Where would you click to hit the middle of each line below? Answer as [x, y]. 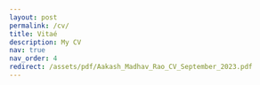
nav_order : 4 [33, 58]
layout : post [33, 17]
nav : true [28, 50]
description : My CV [45, 42]
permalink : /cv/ [39, 26]
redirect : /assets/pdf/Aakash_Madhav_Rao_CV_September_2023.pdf [131, 67]
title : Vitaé [33, 34]
